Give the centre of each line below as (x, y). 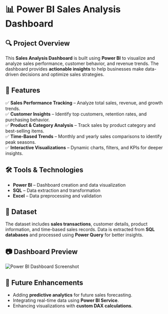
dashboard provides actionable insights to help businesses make (75, 69)
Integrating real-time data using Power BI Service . (66, 300)
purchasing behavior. (28, 120)
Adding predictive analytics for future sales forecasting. (72, 295)
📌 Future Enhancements (44, 283)
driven (12, 74)
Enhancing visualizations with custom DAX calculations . (73, 306)
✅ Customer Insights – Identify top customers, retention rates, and (76, 114)
